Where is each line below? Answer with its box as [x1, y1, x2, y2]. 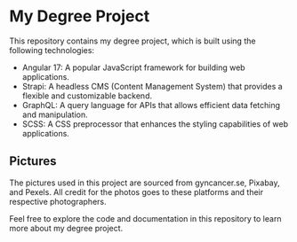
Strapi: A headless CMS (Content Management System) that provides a [21, 81, 283, 91]
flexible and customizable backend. [21, 90, 153, 101]
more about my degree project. [9, 222, 124, 233]
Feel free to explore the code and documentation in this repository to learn [9, 213, 282, 223]
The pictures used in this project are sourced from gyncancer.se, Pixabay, [9, 177, 280, 188]
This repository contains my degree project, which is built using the [9, 35, 256, 46]
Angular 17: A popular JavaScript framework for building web [21, 62, 246, 73]
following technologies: [9, 44, 95, 55]
